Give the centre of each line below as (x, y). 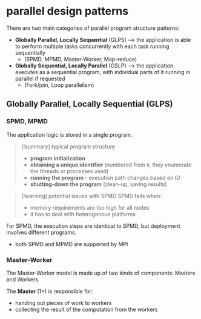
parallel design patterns (68, 11)
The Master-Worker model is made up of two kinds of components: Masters (101, 273)
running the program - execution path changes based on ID (105, 177)
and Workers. (23, 279)
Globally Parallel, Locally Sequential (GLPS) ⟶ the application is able (103, 39)
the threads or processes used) (69, 171)
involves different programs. (41, 232)
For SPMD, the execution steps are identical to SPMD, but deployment (93, 225)
